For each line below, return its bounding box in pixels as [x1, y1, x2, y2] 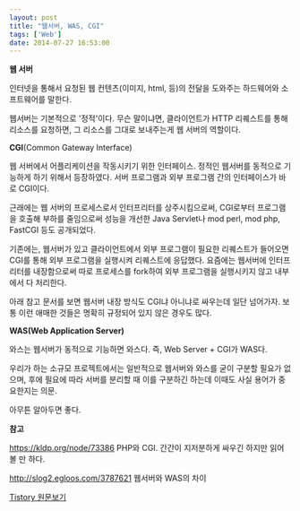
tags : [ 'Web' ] [9, 30, 63, 39]
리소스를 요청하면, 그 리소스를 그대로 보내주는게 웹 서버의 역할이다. [9, 125, 242, 135]
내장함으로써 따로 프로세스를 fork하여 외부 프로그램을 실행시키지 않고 [32, 266, 273, 277]
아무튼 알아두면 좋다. [9, 404, 81, 415]
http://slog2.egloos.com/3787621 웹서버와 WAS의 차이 [9, 472, 207, 484]
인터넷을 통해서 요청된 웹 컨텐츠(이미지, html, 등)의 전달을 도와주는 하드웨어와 [9, 82, 279, 94]
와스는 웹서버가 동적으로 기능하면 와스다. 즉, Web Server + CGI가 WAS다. [9, 344, 268, 355]
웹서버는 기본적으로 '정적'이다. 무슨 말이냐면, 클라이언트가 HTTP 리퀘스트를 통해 [9, 113, 288, 124]
